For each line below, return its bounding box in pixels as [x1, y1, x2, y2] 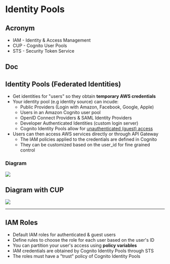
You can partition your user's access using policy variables [12, 242, 137, 249]
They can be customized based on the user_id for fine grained [20, 142, 150, 148]
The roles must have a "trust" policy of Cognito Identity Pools [12, 253, 141, 259]
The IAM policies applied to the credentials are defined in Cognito [20, 136, 157, 142]
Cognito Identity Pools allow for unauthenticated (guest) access [20, 126, 153, 132]
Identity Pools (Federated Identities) [5, 80, 121, 88]
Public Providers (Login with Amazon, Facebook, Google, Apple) [20, 104, 154, 110]
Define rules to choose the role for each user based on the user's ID [12, 237, 155, 243]
